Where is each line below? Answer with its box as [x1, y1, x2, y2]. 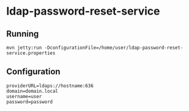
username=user [6, 93, 43, 99]
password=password [6, 99, 53, 105]
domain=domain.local [6, 88, 59, 94]
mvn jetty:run [6, 45, 43, 51]
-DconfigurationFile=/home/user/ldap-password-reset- [44, 45, 184, 51]
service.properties [6, 50, 56, 56]
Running [6, 29, 40, 39]
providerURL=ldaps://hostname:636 [6, 82, 94, 89]
